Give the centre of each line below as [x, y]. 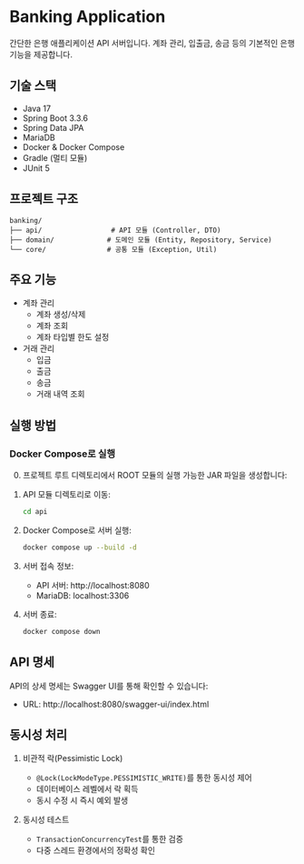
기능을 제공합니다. [41, 54]
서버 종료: [39, 614]
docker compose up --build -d [80, 548]
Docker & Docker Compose [74, 146]
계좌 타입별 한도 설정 [73, 337]
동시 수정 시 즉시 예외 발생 [82, 800]
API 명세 [32, 663]
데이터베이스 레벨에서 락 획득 [87, 789]
